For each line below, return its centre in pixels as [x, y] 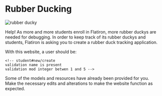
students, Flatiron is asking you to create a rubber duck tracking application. [81, 42]
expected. [15, 88]
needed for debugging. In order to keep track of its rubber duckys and [75, 37]
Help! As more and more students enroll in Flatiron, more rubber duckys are [81, 32]
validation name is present [34, 65]
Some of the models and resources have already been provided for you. [77, 78]
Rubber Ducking [38, 9]
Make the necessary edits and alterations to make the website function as [79, 83]
